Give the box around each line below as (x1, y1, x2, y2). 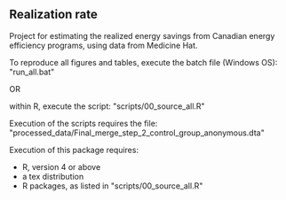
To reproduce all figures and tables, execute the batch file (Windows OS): (9, 57, 278, 67)
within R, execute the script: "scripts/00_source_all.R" (9, 101, 206, 112)
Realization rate (9, 7, 98, 22)
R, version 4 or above (21, 161, 101, 172)
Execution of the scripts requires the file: (9, 118, 158, 128)
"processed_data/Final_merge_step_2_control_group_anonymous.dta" (9, 127, 265, 138)
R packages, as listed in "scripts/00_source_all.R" (21, 181, 203, 191)
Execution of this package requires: (9, 144, 139, 155)
